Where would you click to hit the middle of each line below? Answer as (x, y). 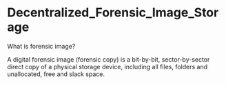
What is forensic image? (41, 46)
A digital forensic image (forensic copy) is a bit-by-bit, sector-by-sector (109, 59)
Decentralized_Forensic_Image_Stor (113, 13)
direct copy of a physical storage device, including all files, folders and (107, 66)
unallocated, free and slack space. (56, 74)
